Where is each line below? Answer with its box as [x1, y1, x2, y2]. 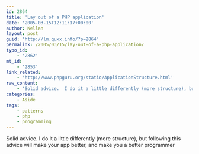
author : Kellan [6, 25, 44, 31]
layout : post [6, 31, 38, 37]
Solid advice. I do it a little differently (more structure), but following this [6, 135, 181, 142]
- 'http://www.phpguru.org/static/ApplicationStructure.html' [17, 75, 174, 81]
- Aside [17, 97, 36, 102]
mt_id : [6, 58, 23, 64]
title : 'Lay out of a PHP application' [6, 14, 105, 20]
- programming [17, 119, 52, 125]
